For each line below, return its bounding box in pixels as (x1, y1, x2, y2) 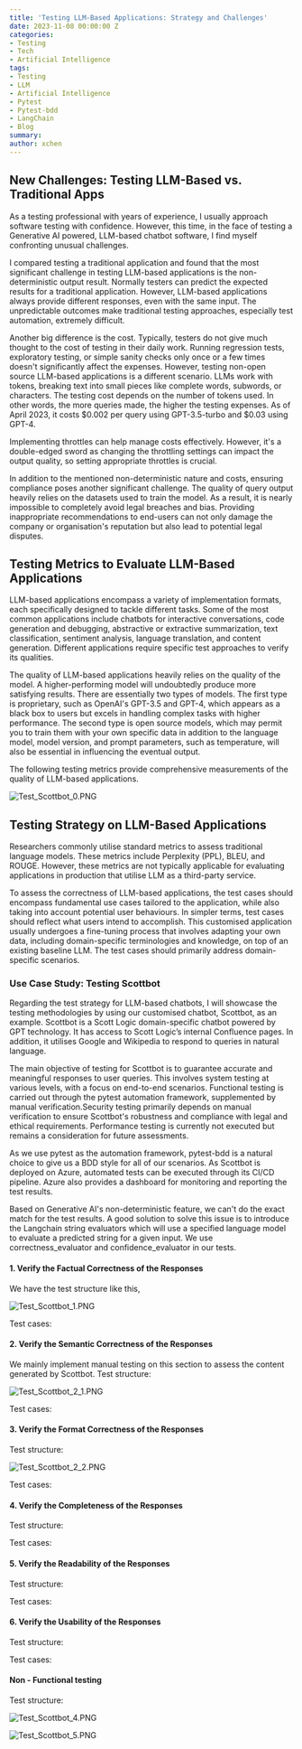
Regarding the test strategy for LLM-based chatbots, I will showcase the (9, 997, 278, 1008)
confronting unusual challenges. (9, 239, 129, 250)
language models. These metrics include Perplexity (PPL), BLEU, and (9, 851, 266, 862)
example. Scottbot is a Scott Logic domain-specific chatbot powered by (9, 1017, 277, 1028)
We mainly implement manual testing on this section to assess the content (9, 1359, 285, 1370)
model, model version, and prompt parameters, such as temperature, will (9, 737, 279, 748)
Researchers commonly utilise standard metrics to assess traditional (9, 841, 263, 852)
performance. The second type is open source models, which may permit (9, 717, 282, 728)
